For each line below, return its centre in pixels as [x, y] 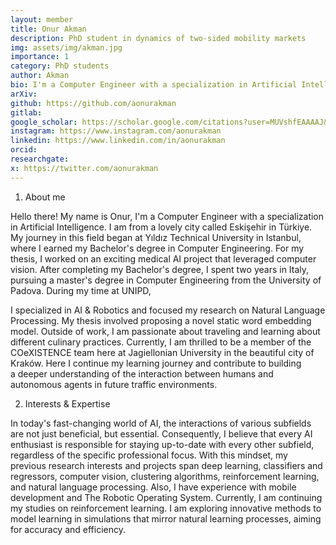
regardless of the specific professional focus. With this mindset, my [149, 455]
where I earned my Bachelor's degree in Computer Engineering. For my [157, 248]
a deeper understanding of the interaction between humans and [142, 373]
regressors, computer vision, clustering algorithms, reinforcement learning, [165, 476]
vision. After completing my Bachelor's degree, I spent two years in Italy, [160, 269]
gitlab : [26, 112]
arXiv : [24, 94]
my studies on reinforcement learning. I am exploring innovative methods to [166, 508]
